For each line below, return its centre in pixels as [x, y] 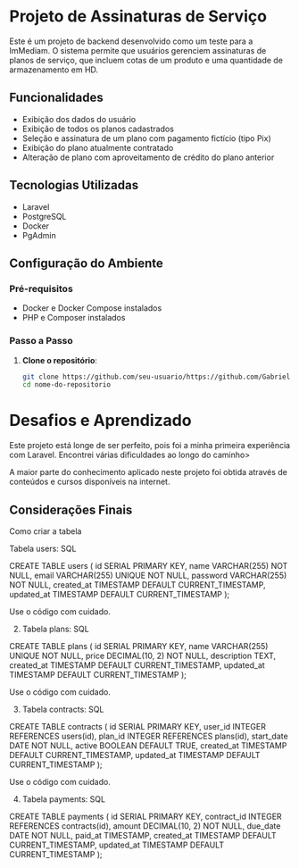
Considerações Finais [71, 509]
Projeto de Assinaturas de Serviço [138, 17]
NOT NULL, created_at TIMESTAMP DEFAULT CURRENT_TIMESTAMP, [137, 585]
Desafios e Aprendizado [100, 421]
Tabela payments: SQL [63, 799]
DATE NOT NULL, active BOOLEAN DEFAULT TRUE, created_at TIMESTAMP [148, 746]
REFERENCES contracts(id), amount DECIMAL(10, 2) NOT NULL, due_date [145, 826]
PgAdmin [39, 235]
